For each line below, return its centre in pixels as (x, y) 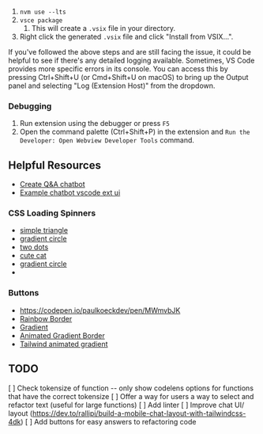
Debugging (30, 106)
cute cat (33, 256)
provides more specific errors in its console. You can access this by (118, 69)
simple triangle (44, 230)
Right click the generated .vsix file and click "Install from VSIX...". (126, 36)
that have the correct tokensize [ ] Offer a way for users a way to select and (131, 396)
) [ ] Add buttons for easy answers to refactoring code (109, 421)
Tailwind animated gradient (64, 344)
